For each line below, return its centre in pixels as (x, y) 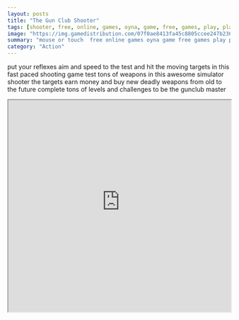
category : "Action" (36, 47)
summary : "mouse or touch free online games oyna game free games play (117, 40)
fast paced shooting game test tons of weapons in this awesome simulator (116, 74)
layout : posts (28, 14)
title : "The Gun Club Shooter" (53, 20)
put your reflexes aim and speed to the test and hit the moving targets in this (118, 67)
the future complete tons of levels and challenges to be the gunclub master (117, 89)
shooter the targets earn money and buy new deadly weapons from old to (115, 82)
